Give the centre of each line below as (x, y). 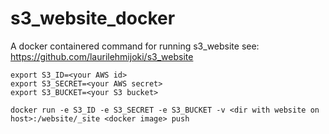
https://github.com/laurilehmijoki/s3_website (102, 56)
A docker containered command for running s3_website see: (135, 46)
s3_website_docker (93, 18)
